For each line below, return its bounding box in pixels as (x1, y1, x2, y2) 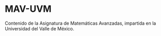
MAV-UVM (5, 3, 52, 15)
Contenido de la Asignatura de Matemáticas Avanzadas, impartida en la (5, 20, 156, 26)
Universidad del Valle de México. (5, 25, 75, 31)
